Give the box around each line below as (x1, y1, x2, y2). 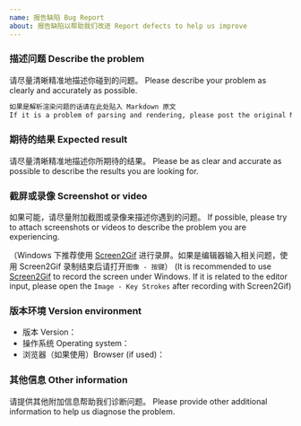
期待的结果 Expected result (9, 134, 128, 146)
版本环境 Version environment (9, 305, 142, 317)
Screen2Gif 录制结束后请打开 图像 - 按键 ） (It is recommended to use (19, 261, 271, 272)
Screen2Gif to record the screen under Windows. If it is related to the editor (9, 271, 288, 283)
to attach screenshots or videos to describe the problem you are (9, 222, 247, 233)
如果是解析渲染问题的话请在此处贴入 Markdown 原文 (9, 102, 176, 111)
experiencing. (9, 231, 60, 242)
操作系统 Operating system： (21, 338, 130, 349)
